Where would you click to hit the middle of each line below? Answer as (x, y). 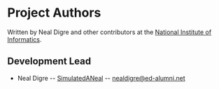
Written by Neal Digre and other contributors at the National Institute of (109, 32)
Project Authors (54, 13)
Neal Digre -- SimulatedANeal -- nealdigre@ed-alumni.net (101, 78)
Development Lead (49, 62)
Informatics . (24, 39)
